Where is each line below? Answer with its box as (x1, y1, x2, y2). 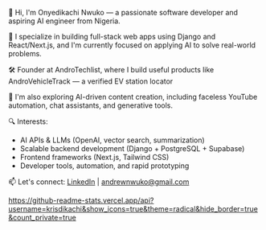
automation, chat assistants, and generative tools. (8, 101, 174, 110)
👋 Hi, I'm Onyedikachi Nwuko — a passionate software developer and (8, 8, 239, 17)
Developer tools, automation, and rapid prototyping (19, 161, 190, 170)
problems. (8, 49, 42, 58)
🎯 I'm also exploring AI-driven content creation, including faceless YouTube (8, 92, 258, 101)
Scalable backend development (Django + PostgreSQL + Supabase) (19, 144, 245, 153)
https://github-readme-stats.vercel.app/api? (8, 195, 154, 205)
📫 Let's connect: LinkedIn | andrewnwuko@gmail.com (8, 177, 190, 187)
